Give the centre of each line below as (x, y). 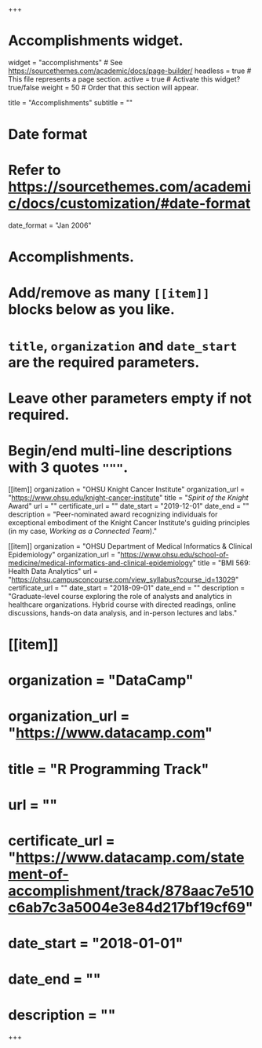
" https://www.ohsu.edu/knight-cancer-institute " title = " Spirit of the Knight (128, 497)
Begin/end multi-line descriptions (120, 451)
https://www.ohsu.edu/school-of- (175, 554)
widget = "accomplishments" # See (65, 62)
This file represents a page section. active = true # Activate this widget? (124, 79)
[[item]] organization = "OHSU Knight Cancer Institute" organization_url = (127, 489)
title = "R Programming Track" (109, 769)
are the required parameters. (104, 362)
